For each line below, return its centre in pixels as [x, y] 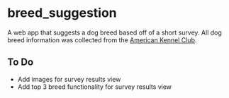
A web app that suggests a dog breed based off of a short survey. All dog [114, 32]
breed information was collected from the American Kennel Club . [102, 39]
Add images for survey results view [69, 79]
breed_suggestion [62, 13]
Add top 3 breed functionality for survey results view [95, 87]
